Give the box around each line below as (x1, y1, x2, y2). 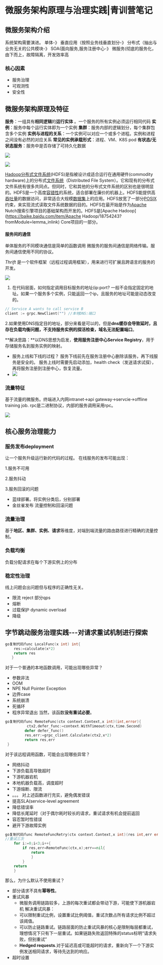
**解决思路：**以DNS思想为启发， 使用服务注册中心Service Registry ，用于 (5, 337, 155, 343)
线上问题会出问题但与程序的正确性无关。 (5, 584, 86, 590)
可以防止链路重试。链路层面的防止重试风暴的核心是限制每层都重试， (19, 924, 156, 930)
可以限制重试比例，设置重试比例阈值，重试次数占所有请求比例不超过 (19, 912, 156, 918)
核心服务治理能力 (5, 427, 56, 435)
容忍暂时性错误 (12, 816, 42, 822)
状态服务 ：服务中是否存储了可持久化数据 (5, 143, 86, 149)
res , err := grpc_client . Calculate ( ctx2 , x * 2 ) (24, 733, 112, 738)
